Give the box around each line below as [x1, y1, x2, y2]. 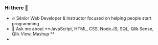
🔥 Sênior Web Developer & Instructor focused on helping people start [11, 15, 152, 21]
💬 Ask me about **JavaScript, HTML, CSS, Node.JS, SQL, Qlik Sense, [11, 26, 154, 32]
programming [11, 21, 40, 27]
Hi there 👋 [4, 4, 29, 11]
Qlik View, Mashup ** [11, 31, 55, 37]
